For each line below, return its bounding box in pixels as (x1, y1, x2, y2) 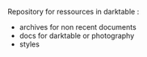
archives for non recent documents (19, 22, 136, 31)
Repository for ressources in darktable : (7, 7, 140, 16)
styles (19, 39, 40, 49)
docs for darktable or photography (19, 31, 135, 40)
